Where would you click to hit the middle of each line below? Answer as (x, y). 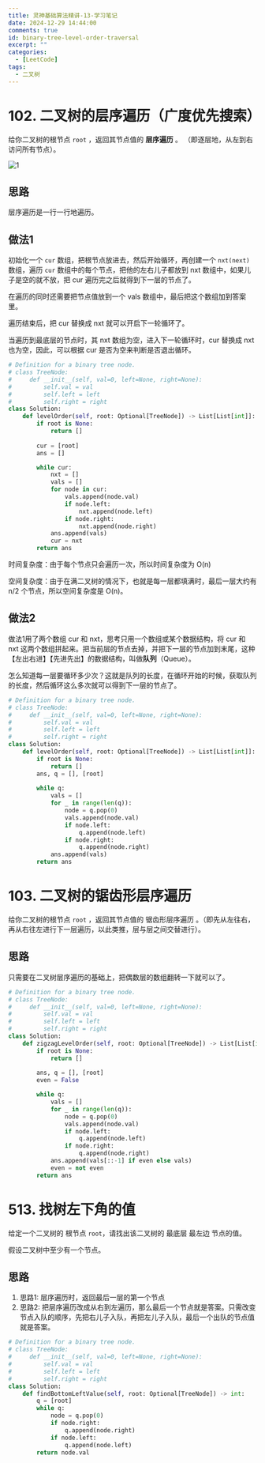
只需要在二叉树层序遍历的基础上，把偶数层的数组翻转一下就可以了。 (119, 977)
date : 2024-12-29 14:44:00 (52, 23)
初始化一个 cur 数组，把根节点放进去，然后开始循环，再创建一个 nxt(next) (129, 260)
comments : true (33, 30)
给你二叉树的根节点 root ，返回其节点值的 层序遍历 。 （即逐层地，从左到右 (131, 139)
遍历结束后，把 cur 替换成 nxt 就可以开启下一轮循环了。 (99, 323)
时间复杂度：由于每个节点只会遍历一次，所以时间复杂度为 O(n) (110, 564)
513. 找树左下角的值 (72, 1209)
